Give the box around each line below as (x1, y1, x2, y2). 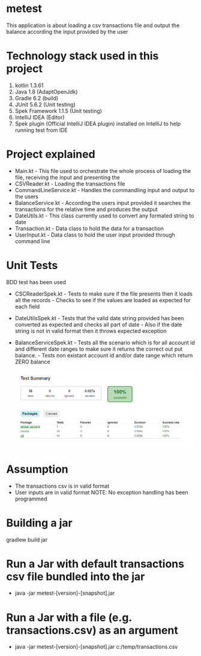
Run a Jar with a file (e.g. (6, 610, 132, 624)
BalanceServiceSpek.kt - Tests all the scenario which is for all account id (14, 339, 195, 346)
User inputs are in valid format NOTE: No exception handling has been (14, 488, 188, 496)
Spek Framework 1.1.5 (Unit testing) (14, 107, 102, 114)
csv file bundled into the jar (6, 569, 145, 583)
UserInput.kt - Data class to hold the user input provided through (14, 231, 175, 238)
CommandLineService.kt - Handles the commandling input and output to (14, 186, 195, 193)
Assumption (6, 462, 69, 476)
